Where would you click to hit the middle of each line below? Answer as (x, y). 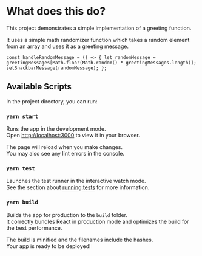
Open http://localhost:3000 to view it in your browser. (73, 136)
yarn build (22, 202)
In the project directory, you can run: (52, 101)
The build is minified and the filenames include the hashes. (80, 240)
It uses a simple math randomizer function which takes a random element (98, 40)
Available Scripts (39, 87)
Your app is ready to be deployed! (49, 246)
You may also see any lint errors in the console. (65, 154)
